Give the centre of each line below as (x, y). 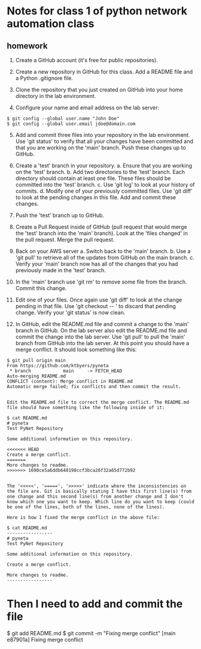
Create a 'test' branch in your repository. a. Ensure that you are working (104, 165)
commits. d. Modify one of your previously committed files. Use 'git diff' (104, 191)
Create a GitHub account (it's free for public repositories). (86, 60)
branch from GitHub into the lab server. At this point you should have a (102, 343)
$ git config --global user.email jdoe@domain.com (71, 124)
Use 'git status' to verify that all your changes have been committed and (104, 141)
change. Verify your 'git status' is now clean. (70, 313)
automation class (51, 24)
